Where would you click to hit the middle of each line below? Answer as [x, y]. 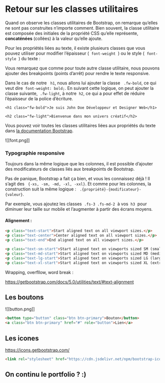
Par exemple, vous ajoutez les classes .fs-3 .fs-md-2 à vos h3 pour [76, 204]
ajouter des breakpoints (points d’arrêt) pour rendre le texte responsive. [78, 73]
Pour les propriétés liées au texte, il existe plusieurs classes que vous [75, 48]
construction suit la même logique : [41, 189]
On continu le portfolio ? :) [46, 374]
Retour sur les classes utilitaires [72, 9]
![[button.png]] [20, 309]
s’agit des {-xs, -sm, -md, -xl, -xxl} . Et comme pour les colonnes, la [78, 184]
